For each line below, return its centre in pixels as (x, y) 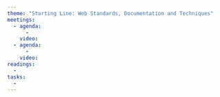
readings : (21, 64)
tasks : (16, 77)
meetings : (21, 20)
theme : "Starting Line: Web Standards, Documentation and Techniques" (110, 13)
